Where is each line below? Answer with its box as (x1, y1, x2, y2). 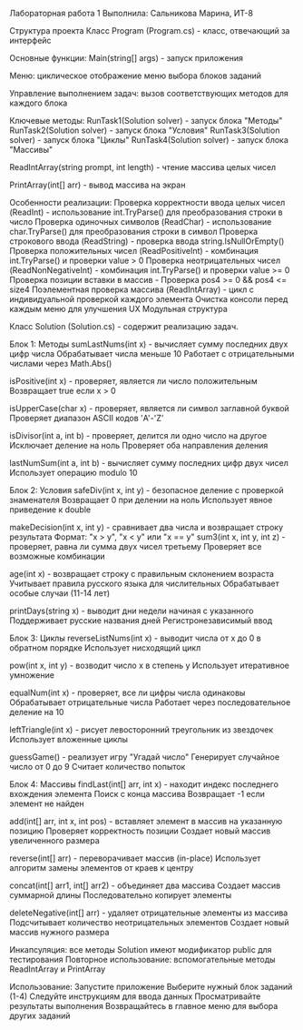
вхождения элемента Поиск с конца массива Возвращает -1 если (9, 789, 266, 799)
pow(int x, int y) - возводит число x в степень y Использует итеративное (9, 660, 290, 671)
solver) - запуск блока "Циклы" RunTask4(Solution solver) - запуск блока (9, 135, 288, 145)
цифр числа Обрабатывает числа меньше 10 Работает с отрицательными (9, 348, 295, 358)
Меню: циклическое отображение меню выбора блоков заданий (9, 70, 261, 81)
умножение (9, 670, 54, 681)
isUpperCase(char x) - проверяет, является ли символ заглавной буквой (9, 403, 290, 413)
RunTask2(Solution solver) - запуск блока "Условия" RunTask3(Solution (9, 125, 280, 136)
